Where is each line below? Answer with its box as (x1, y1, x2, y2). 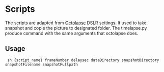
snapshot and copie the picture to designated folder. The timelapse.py (5, 25, 147, 31)
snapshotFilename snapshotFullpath (5, 62, 78, 67)
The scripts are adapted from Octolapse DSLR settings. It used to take (5, 20, 147, 26)
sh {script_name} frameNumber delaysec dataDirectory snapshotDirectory (7, 58, 160, 63)
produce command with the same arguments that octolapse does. (5, 30, 138, 36)
